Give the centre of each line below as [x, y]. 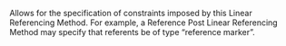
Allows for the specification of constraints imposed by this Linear [131, 13]
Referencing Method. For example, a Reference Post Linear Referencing [144, 23]
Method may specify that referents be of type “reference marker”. [133, 32]
